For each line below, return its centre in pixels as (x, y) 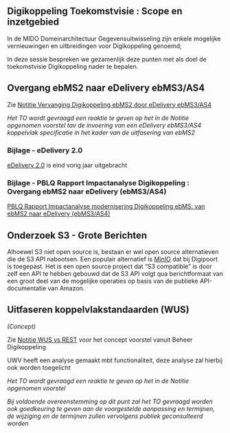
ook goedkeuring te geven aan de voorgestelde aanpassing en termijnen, (111, 408)
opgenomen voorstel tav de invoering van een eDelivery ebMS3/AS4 (104, 125)
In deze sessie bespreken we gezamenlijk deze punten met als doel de (107, 59)
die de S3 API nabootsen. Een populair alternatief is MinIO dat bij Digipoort (113, 259)
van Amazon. (66, 288)
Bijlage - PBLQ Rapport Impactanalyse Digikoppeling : (99, 183)
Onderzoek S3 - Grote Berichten (77, 235)
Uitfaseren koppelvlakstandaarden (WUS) (99, 310)
